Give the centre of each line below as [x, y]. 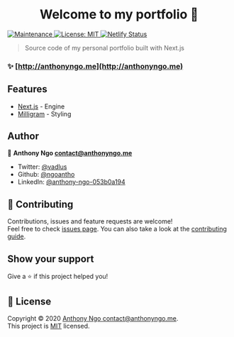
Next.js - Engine [41, 106]
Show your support [51, 259]
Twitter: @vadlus [42, 167]
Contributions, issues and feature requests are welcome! [90, 221]
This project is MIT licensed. [49, 326]
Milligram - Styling [44, 114]
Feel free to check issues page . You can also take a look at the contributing [117, 229]
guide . [17, 236]
